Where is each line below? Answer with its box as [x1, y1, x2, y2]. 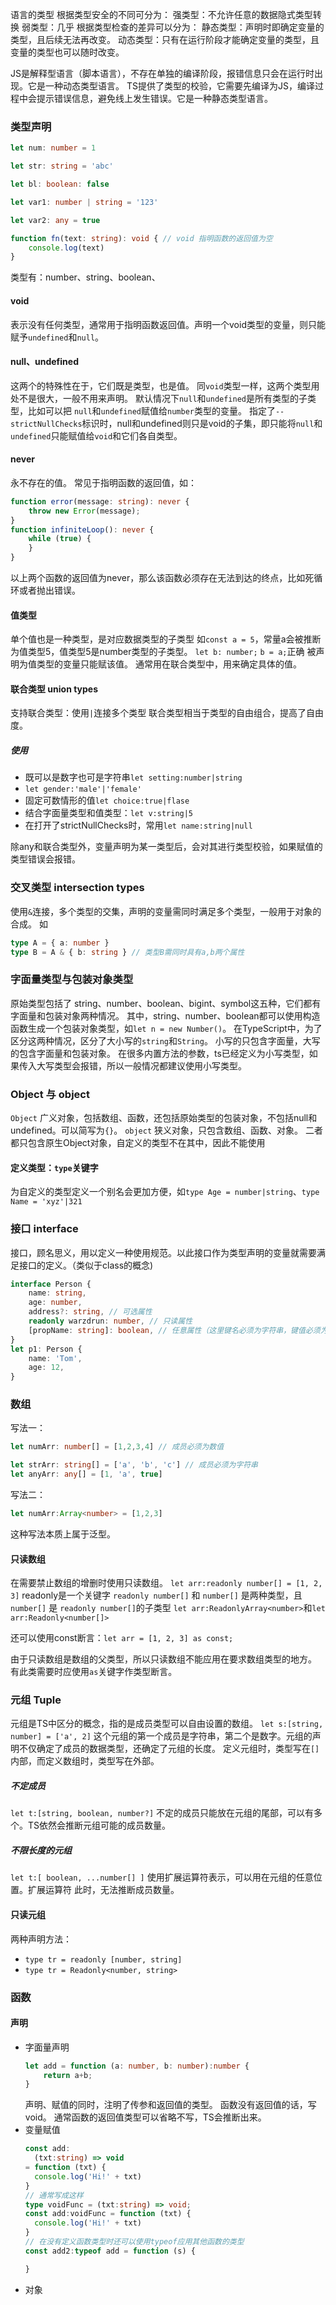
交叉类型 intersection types [10, 881, 145, 895]
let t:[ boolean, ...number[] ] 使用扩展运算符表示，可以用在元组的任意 [10, 1871, 314, 1883]
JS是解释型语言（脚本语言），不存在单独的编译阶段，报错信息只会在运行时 [10, 68, 315, 79]
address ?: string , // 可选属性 [28, 1307, 153, 1317]
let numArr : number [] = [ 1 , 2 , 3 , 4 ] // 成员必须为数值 [10, 1442, 225, 1452]
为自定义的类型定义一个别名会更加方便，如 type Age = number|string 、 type [10, 1186, 320, 1198]
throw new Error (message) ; [28, 506, 141, 516]
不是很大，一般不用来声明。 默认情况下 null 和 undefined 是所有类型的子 [18, 392, 308, 404]
